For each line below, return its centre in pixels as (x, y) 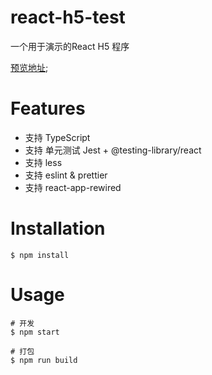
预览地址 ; (29, 67)
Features (48, 108)
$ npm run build (44, 360)
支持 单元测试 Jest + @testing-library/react (113, 150)
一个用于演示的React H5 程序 (70, 46)
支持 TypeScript (57, 137)
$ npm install (40, 255)
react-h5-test (68, 17)
